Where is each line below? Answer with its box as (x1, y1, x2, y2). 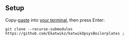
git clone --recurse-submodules (5, 27, 73, 32)
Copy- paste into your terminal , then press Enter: (5, 17, 105, 23)
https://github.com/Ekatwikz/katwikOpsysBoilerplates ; (5, 31, 124, 36)
